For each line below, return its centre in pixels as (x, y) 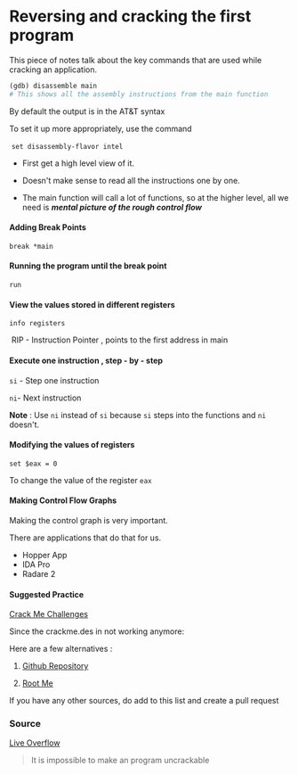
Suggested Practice (47, 594)
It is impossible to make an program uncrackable (120, 761)
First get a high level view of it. (78, 163)
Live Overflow (35, 743)
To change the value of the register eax (81, 480)
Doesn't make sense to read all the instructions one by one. (131, 180)
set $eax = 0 (33, 464)
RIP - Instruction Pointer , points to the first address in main (120, 340)
